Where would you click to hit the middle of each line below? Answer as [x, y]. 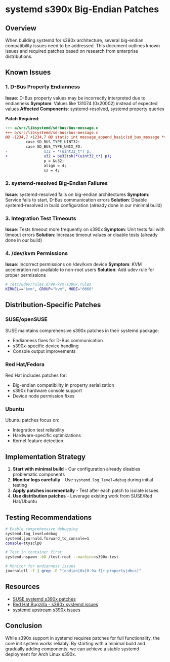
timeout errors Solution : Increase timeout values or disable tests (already [81, 235]
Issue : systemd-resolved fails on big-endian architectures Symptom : [77, 194]
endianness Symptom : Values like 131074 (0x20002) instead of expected [81, 103]
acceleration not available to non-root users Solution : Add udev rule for [80, 270]
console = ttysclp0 [24, 543]
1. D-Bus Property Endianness [43, 87]
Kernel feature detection [38, 441]
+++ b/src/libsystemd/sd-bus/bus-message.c [52, 133]
